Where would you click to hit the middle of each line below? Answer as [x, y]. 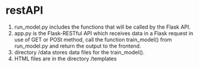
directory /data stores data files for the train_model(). [79, 52]
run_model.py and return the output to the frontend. [77, 46]
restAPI [24, 10]
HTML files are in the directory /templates [65, 58]
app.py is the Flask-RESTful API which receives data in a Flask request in [104, 33]
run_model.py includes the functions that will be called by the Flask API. [102, 27]
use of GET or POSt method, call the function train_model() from [93, 39]
